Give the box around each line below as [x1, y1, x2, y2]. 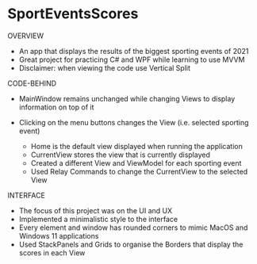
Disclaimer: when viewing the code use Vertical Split [18, 63, 191, 72]
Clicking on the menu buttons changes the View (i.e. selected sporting [18, 117, 249, 127]
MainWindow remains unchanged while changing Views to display [18, 94, 236, 103]
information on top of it [18, 102, 94, 112]
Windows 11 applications [18, 231, 99, 240]
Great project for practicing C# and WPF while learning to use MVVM [18, 55, 245, 64]
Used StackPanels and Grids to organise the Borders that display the [18, 239, 244, 249]
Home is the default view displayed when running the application [30, 141, 243, 151]
